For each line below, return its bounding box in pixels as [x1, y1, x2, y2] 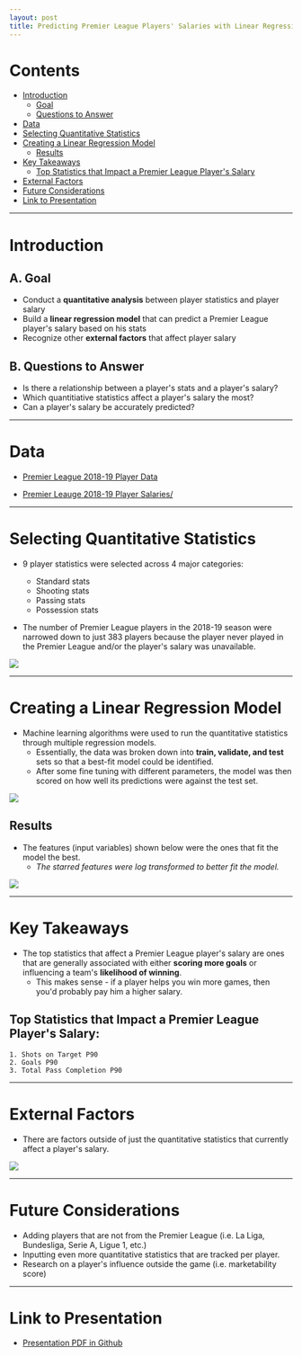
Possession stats [35, 604, 99, 616]
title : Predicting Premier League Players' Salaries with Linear [9, 22, 259, 31]
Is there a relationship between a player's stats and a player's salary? [22, 383, 279, 394]
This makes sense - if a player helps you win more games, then [35, 977, 271, 987]
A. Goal [9, 271, 51, 286]
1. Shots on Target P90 [9, 1049, 99, 1059]
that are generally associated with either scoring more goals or [22, 957, 258, 968]
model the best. [22, 852, 81, 862]
